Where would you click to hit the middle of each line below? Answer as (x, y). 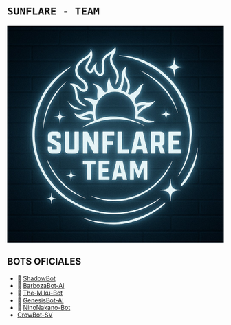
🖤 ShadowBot (36, 278)
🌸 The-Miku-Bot (40, 293)
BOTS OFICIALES (44, 261)
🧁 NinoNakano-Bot (44, 307)
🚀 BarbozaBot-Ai (41, 285)
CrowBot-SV (35, 315)
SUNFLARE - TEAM (53, 11)
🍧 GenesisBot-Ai (40, 300)
